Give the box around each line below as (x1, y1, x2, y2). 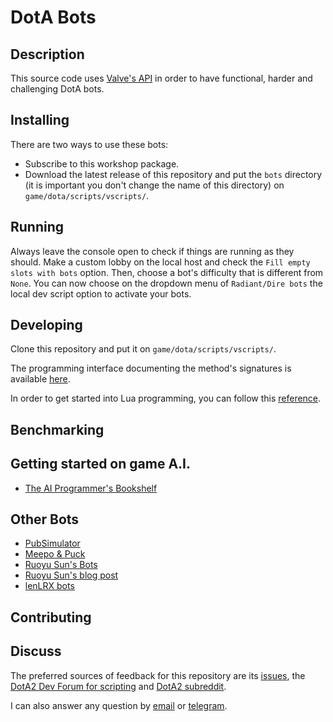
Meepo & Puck (24, 548, 86, 560)
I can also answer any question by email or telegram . (10, 699, 228, 711)
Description (10, 46, 85, 63)
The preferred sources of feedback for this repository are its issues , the (10, 669, 306, 681)
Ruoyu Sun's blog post (24, 569, 119, 581)
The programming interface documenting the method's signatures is (10, 362, 292, 375)
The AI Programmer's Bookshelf (24, 482, 158, 494)
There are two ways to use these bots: (10, 138, 169, 150)
